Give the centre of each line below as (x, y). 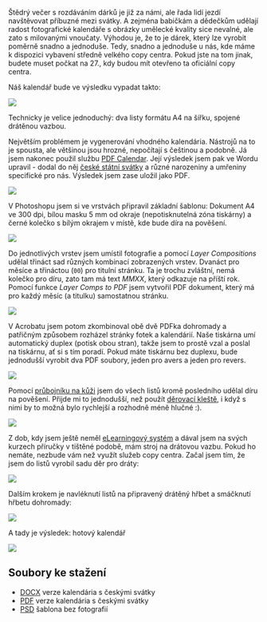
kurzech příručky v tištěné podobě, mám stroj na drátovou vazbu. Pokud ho (132, 446)
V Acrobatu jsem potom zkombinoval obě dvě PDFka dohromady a (118, 326)
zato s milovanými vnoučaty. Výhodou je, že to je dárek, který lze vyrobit (128, 38)
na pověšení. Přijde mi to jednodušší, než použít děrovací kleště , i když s (127, 399)
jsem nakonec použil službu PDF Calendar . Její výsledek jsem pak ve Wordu (133, 158)
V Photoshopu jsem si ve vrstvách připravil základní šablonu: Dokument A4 (132, 206)
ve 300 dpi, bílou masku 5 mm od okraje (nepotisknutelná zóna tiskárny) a (130, 214)
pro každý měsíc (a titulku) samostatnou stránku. (88, 296)
